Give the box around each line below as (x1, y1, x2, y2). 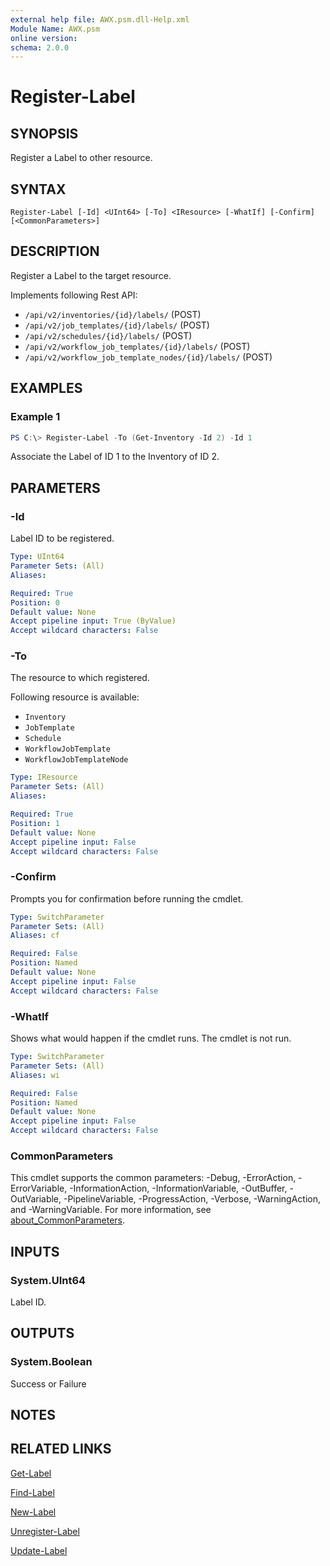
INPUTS (10, 1243, 60, 1260)
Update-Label (10, 1544, 68, 1556)
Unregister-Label (10, 1525, 80, 1537)
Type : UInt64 (10, 552, 65, 562)
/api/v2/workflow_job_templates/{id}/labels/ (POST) (24, 340, 251, 352)
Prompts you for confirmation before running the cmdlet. (10, 892, 244, 905)
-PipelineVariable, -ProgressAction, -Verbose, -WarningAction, (63, 1193, 322, 1205)
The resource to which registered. (10, 672, 150, 684)
